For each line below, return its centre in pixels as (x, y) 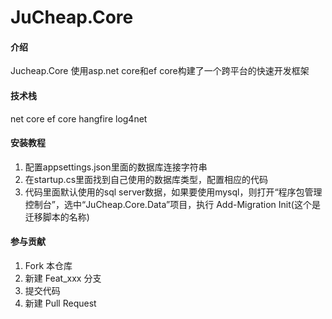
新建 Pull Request (60, 303)
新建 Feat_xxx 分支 (63, 278)
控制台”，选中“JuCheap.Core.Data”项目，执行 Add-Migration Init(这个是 (172, 204)
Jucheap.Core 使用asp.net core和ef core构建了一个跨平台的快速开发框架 (160, 71)
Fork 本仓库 (48, 265)
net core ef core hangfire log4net (79, 118)
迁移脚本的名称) (57, 217)
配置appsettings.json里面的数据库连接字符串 (116, 167)
